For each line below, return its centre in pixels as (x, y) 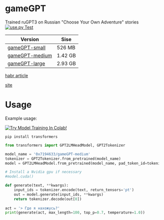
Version (30, 39)
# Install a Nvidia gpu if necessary (43, 172)
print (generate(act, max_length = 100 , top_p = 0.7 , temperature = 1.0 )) (75, 213)
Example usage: (21, 118)
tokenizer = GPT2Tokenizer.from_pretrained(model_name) (63, 159)
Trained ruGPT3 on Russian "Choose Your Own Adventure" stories (72, 22)
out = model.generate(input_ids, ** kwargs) (59, 194)
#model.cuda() (20, 176)
